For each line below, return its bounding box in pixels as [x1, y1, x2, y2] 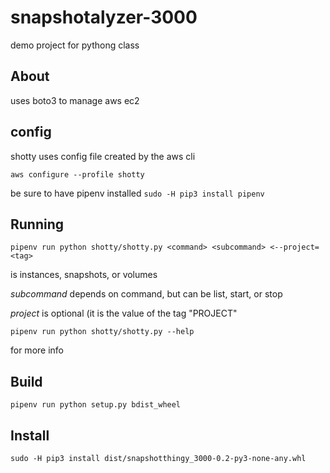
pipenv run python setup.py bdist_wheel [10, 400, 182, 410]
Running [10, 216, 65, 233]
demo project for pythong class [10, 39, 140, 51]
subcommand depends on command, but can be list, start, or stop [10, 288, 283, 300]
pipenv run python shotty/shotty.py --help [10, 327, 195, 337]
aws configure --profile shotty [10, 169, 145, 180]
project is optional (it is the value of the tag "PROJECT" [10, 307, 238, 320]
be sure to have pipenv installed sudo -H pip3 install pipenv [10, 187, 265, 199]
